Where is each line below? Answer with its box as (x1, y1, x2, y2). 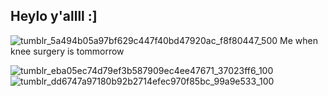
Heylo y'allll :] (10, 8, 98, 25)
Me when (279, 34, 318, 46)
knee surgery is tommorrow (10, 45, 125, 57)
